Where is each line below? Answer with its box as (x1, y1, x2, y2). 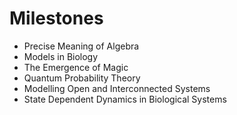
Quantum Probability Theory (23, 72, 141, 84)
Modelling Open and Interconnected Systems (23, 82, 211, 94)
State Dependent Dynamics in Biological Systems (23, 93, 227, 105)
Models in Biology (23, 50, 99, 62)
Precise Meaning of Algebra (23, 40, 140, 52)
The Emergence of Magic (23, 61, 129, 73)
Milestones (9, 7, 104, 30)
